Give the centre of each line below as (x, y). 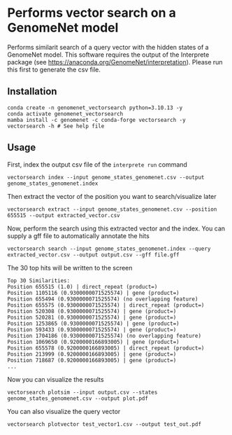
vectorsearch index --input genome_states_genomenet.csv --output (106, 177)
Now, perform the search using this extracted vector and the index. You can (116, 228)
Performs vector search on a (92, 13)
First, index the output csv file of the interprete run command (97, 164)
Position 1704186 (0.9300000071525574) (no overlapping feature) (104, 336)
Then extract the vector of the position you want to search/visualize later (112, 196)
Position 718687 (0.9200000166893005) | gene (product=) (92, 360)
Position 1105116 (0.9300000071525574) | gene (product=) (93, 293)
